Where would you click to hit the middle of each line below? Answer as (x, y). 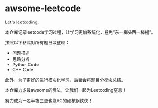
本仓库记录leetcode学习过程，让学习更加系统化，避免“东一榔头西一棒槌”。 (80, 32)
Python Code (26, 65)
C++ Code (23, 69)
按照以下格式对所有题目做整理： (37, 43)
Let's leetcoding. (22, 22)
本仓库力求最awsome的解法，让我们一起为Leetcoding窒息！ (66, 90)
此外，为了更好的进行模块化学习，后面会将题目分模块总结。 (65, 80)
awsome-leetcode (43, 9)
